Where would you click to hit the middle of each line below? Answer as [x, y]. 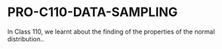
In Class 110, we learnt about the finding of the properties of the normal [111, 31]
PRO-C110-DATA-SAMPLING [93, 12]
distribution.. [26, 38]
